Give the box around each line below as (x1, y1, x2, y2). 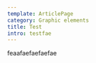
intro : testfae (7, 29, 52, 37)
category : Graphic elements (7, 17, 90, 24)
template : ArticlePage (7, 10, 74, 17)
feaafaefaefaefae (7, 49, 57, 57)
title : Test (7, 23, 42, 30)
